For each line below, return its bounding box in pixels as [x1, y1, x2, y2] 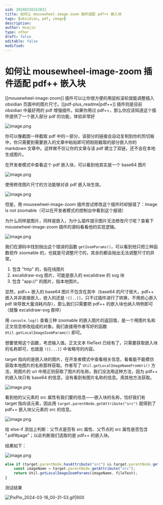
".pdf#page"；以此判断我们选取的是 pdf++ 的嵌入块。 [5, 432, 113, 438]
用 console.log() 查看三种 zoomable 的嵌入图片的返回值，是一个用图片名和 [5, 317, 156, 323]
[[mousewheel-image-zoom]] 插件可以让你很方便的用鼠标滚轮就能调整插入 [5, 95, 154, 101]
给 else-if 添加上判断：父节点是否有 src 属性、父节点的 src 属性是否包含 [5, 426, 148, 432]
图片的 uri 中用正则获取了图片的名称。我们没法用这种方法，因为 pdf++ [17, 368, 158, 374]
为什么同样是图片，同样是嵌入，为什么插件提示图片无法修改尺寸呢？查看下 [5, 218, 154, 224]
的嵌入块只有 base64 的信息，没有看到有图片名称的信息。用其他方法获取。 [5, 374, 154, 380]
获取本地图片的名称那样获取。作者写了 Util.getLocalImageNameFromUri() [5, 362, 150, 368]
